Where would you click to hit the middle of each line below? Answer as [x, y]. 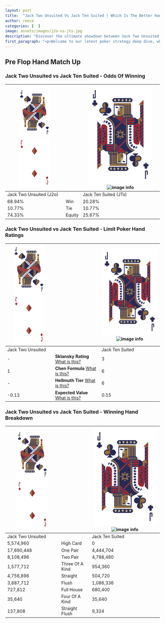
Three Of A [72, 564]
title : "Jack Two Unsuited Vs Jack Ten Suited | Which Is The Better [79, 15]
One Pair [70, 550]
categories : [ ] [23, 26]
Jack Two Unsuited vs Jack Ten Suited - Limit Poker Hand [75, 229]
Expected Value [71, 392]
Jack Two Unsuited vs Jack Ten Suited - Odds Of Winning [75, 76]
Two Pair [70, 557]
